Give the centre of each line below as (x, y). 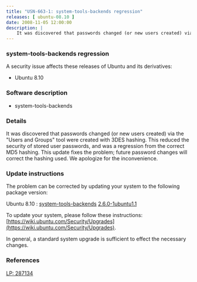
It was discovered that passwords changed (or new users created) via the (95, 134)
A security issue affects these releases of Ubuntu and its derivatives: (89, 66)
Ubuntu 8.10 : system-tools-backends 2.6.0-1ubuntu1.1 (72, 204)
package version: (27, 192)
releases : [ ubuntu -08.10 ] (40, 17)
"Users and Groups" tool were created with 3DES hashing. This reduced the (98, 140)
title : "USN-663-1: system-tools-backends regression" (74, 11)
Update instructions (35, 173)
